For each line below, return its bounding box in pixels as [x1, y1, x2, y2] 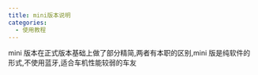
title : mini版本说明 [8, 11, 71, 20]
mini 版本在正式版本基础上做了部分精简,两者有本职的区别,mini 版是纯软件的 [8, 48, 251, 58]
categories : [8, 19, 47, 27]
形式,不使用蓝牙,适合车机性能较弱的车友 [8, 58, 137, 67]
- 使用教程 [15, 26, 47, 34]
